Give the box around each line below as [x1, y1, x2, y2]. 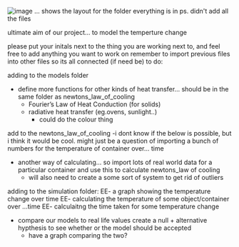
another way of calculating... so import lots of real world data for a [17, 158, 213, 166]
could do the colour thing [39, 115, 113, 123]
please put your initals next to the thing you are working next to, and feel [7, 42, 220, 50]
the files [7, 14, 31, 23]
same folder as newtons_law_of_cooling [17, 93, 136, 101]
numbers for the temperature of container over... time [7, 144, 164, 153]
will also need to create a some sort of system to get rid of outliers [28, 173, 224, 181]
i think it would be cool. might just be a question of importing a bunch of [7, 136, 219, 145]
